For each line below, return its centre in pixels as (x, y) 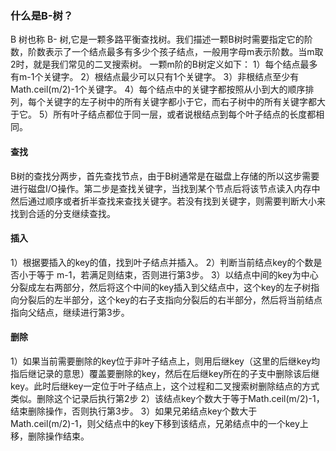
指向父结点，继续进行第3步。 (70, 312)
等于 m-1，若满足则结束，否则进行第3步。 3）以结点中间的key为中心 (177, 274)
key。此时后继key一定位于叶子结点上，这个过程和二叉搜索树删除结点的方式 (165, 386)
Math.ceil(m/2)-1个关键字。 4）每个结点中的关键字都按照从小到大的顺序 (158, 89)
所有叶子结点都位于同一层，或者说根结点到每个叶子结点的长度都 (185, 114)
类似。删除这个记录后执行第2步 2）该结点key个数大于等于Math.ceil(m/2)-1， (167, 398)
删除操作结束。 (58, 436)
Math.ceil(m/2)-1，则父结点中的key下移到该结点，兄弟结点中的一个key (155, 423)
